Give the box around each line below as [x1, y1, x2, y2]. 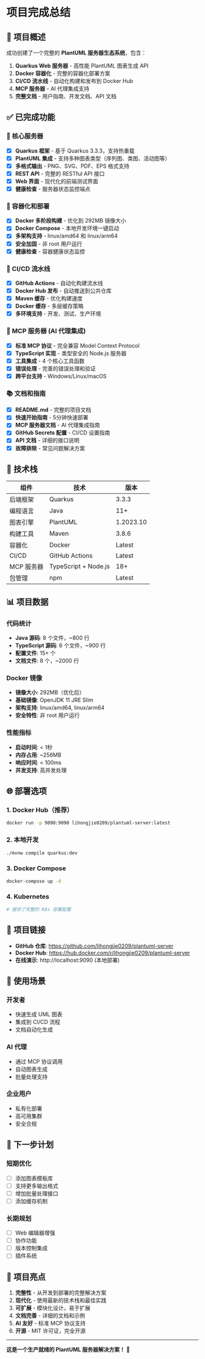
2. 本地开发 [6, 835, 39, 844]
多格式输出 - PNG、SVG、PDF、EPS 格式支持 [15, 162, 130, 170]
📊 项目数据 [6, 596, 49, 607]
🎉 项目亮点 [6, 1272, 46, 1282]
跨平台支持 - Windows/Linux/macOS [15, 372, 107, 380]
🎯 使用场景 [6, 976, 46, 986]
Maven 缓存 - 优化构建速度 [15, 295, 83, 302]
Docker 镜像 [6, 674, 43, 682]
